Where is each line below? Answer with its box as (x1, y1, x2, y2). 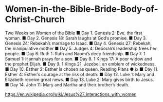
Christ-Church (5, 14, 65, 25)
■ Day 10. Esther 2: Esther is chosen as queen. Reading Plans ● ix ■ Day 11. (5, 66, 159, 72)
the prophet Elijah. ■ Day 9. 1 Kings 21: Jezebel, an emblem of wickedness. (5, 61, 156, 67)
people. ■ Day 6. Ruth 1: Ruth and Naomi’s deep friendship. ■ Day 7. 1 (5, 50, 145, 57)
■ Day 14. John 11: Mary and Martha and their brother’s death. (5, 82, 130, 87)
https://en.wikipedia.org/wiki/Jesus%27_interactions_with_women (5, 91, 137, 97)
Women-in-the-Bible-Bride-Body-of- (5, 3, 158, 15)
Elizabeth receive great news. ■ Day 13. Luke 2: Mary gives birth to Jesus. (5, 77, 154, 82)
